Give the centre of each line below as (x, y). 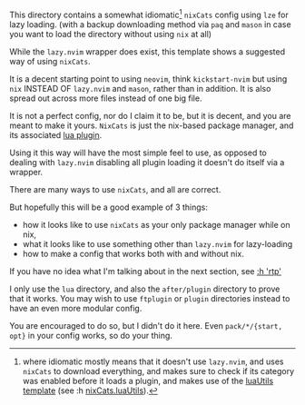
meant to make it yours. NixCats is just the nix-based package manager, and (152, 125)
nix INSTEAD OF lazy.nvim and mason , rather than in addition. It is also (140, 88)
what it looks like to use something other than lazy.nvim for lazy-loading (157, 243)
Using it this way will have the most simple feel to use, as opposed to (138, 153)
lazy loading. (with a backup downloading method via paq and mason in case (151, 24)
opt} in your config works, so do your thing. (91, 335)
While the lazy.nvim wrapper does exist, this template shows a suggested (148, 51)
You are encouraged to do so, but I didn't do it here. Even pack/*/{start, (146, 325)
